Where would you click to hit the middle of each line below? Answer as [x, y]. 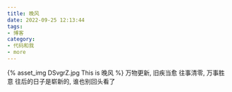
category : [21, 39]
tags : [15, 26]
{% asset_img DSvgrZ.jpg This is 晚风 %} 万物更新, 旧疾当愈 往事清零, [106, 73]
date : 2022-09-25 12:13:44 [46, 20]
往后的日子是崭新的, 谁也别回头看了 [65, 81]
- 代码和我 [21, 46]
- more [17, 53]
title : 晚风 [23, 13]
